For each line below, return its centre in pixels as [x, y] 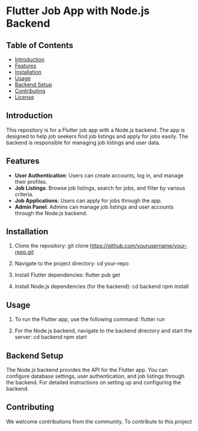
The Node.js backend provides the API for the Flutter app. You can [87, 370]
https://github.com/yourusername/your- [138, 246]
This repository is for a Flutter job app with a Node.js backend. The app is [95, 130]
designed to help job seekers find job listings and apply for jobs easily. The [97, 136]
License [24, 97]
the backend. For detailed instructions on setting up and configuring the [94, 383]
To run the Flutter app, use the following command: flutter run [90, 319]
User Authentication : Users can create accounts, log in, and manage [99, 175]
